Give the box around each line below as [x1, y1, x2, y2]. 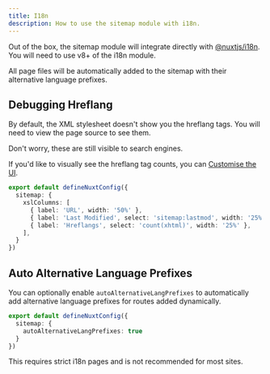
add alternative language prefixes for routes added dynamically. [8, 296, 221, 306]
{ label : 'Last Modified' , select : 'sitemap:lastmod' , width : [29, 214, 244, 222]
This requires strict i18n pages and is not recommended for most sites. [8, 357, 243, 367]
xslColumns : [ [23, 199, 70, 207]
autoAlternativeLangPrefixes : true [23, 327, 143, 335]
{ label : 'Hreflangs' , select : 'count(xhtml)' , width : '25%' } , [29, 221, 251, 229]
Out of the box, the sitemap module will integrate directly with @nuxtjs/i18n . [8, 41, 260, 51]
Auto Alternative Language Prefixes [8, 266, 192, 280]
